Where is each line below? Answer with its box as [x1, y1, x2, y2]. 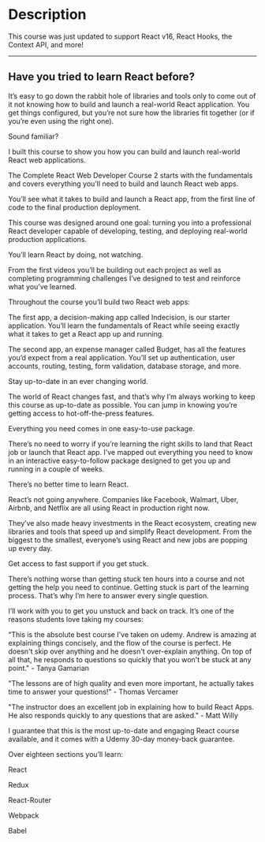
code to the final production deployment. [8, 203, 141, 212]
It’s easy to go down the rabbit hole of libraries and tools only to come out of [8, 91, 256, 100]
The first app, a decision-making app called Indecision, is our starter [8, 312, 230, 322]
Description [8, 6, 87, 24]
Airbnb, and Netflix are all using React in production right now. [8, 503, 211, 512]
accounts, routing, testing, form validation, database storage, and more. [8, 361, 241, 371]
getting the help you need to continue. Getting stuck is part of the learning [8, 582, 249, 592]
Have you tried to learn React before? [8, 70, 196, 84]
